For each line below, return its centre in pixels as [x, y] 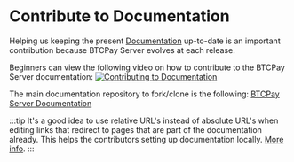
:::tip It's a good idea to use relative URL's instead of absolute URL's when [144, 120]
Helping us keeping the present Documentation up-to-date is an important [145, 41]
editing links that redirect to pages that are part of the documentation [135, 129]
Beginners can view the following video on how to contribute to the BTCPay [147, 67]
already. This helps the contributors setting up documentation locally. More [147, 139]
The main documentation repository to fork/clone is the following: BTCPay [144, 94]
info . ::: [22, 149]
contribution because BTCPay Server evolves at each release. [122, 50]
